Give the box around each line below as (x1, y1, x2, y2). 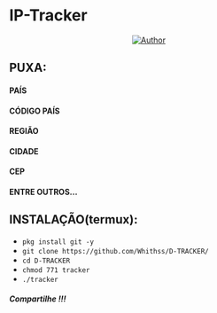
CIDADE (9, 145, 39, 156)
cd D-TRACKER (21, 256, 71, 265)
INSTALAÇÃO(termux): (9, 212, 138, 227)
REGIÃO (9, 126, 39, 137)
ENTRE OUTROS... (9, 186, 78, 197)
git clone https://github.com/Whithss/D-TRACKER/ (21, 246, 210, 255)
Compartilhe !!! (9, 293, 66, 304)
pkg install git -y (21, 237, 95, 246)
